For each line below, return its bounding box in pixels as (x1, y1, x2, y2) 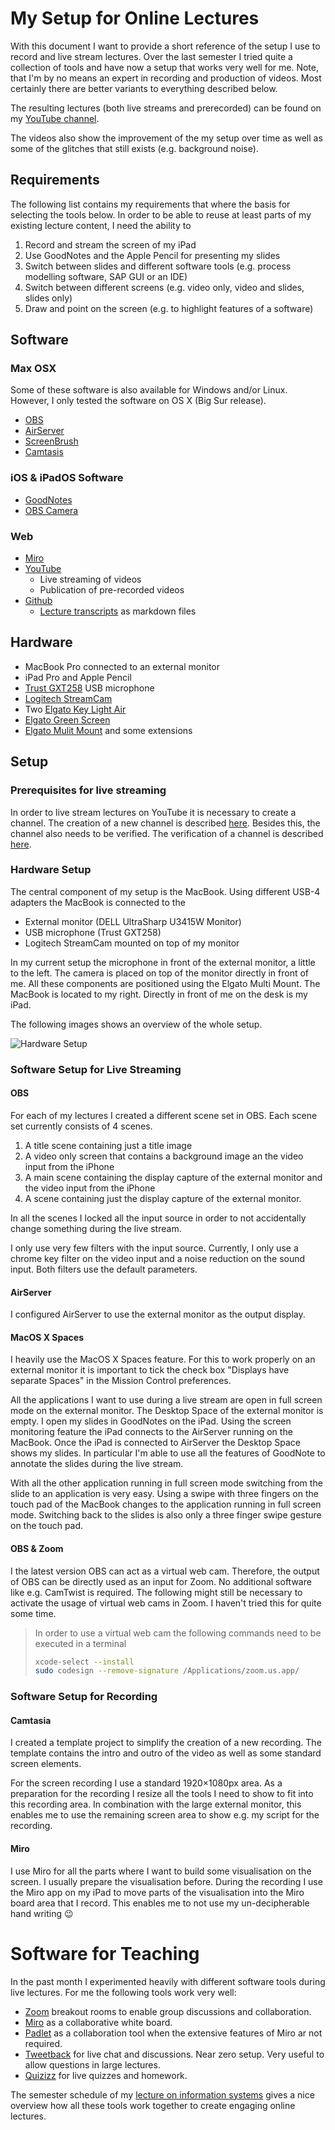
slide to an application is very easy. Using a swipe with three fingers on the (10, 1488, 319, 1500)
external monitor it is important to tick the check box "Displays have (10, 1364, 290, 1376)
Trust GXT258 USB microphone (24, 682, 155, 694)
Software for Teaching (10, 1942, 200, 1965)
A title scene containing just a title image (24, 1139, 193, 1151)
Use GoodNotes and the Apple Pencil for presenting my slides (24, 249, 281, 261)
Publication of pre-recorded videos (39, 584, 185, 596)
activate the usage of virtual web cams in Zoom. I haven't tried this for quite (10, 1597, 322, 1609)
